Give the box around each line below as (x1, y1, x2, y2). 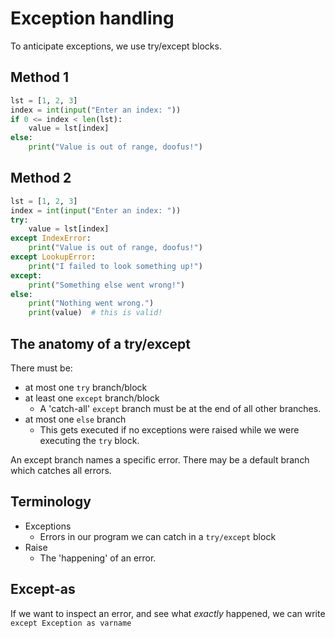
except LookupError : (10, 252, 97, 262)
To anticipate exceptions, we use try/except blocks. (10, 40, 222, 52)
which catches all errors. (10, 465, 112, 476)
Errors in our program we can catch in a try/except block (39, 530, 277, 542)
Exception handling (10, 7, 175, 30)
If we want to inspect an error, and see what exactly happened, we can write (10, 607, 326, 619)
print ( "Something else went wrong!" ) (28, 280, 186, 290)
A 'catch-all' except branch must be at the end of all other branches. (39, 403, 322, 414)
